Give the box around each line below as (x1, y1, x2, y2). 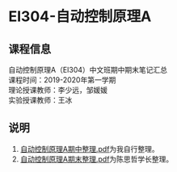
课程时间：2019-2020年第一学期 (8, 75, 116, 85)
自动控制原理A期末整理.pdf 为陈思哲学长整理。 (19, 154, 174, 164)
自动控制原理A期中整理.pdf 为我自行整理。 (19, 144, 159, 153)
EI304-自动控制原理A (8, 7, 152, 26)
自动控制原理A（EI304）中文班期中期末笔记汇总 (8, 65, 168, 74)
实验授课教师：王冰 (8, 95, 73, 105)
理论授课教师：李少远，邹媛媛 (8, 86, 107, 94)
